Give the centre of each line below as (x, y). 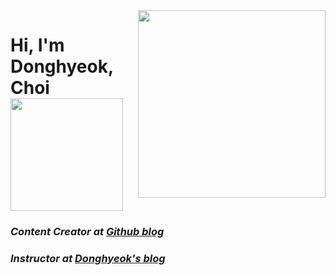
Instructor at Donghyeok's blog (88, 259)
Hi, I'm (37, 45)
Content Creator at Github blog (87, 232)
